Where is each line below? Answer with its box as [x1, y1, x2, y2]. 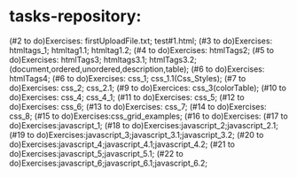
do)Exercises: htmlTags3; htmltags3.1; [9, 54, 148, 65]
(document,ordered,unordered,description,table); [9, 64, 189, 74]
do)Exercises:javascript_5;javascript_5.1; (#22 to [9, 148, 184, 158]
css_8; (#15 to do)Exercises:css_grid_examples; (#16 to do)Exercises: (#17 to [9, 111, 288, 121]
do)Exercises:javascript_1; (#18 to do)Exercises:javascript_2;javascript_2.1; [9, 119, 279, 130]
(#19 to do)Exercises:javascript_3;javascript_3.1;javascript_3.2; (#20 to [9, 129, 264, 140]
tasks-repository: [9, 6, 142, 27]
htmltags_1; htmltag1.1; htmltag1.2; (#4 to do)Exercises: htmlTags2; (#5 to [9, 44, 275, 55]
